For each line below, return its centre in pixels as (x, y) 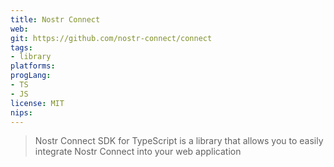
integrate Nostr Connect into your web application (138, 152)
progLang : (31, 76)
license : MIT (37, 103)
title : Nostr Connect (55, 19)
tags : (21, 47)
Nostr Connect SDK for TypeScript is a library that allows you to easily (179, 141)
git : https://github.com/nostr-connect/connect (111, 38)
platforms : (33, 66)
